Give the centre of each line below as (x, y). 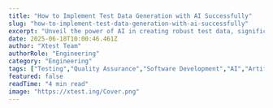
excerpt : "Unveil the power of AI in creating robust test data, (121, 31)
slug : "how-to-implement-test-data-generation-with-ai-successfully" (129, 24)
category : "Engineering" (50, 62)
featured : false (36, 76)
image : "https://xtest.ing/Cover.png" (74, 91)
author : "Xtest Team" (45, 46)
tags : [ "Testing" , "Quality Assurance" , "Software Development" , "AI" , (127, 69)
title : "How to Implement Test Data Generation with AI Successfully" (130, 16)
